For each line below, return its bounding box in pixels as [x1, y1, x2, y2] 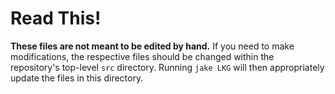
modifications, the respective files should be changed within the [10, 50, 275, 62]
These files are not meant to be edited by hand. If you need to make [10, 40, 295, 52]
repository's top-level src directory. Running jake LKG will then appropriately [10, 61, 325, 73]
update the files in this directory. [10, 72, 144, 84]
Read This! [10, 7, 102, 30]
